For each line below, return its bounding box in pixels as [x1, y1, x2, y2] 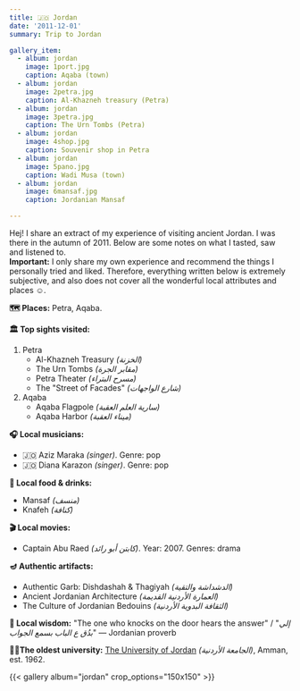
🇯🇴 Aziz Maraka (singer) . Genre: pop [21, 450, 161, 460]
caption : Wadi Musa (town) [25, 171, 126, 180]
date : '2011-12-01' [9, 21, 82, 30]
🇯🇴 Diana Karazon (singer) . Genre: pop [21, 459, 170, 470]
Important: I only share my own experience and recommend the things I [9, 257, 275, 266]
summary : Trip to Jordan [9, 29, 102, 38]
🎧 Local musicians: [9, 429, 85, 439]
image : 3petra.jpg [25, 113, 94, 122]
